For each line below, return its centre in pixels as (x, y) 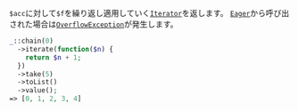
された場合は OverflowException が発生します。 (94, 24)
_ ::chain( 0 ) (31, 41)
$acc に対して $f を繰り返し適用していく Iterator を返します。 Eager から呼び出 (149, 13)
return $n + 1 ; (54, 57)
